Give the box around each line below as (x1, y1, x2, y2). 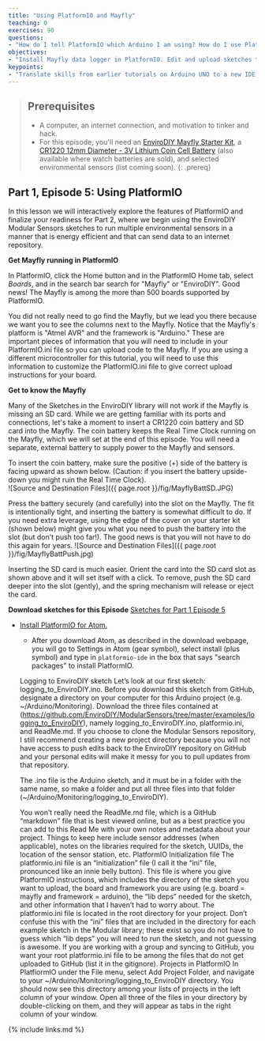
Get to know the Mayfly (8, 385, 87, 396)
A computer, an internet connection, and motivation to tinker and (39, 120, 250, 131)
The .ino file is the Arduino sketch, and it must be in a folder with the (19, 776, 242, 785)
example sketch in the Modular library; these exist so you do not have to (19, 926, 254, 935)
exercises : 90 (8, 26, 55, 34)
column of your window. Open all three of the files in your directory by (19, 993, 248, 1002)
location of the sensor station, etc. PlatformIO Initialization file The (19, 850, 235, 859)
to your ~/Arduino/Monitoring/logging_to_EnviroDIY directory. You (19, 976, 234, 986)
